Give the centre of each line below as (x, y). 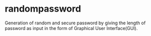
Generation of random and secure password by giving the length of (75, 23)
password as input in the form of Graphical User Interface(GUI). (71, 28)
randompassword (43, 9)
